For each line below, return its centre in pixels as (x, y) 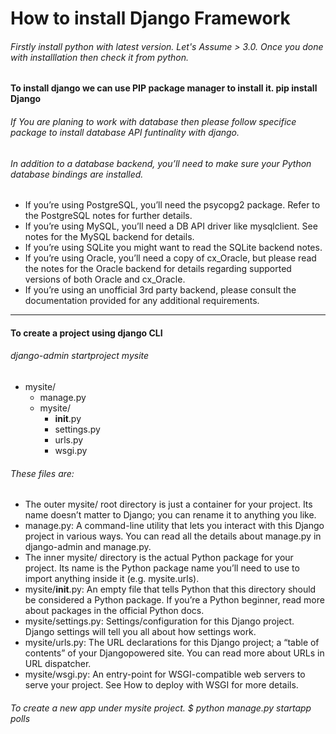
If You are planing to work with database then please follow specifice (153, 121)
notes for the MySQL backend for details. (109, 237)
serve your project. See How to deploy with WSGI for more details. (161, 685)
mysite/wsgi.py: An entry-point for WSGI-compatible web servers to (165, 674)
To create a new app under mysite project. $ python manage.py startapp (161, 708)
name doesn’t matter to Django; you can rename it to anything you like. (170, 515)
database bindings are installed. (77, 174)
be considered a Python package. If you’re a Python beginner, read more (174, 600)
